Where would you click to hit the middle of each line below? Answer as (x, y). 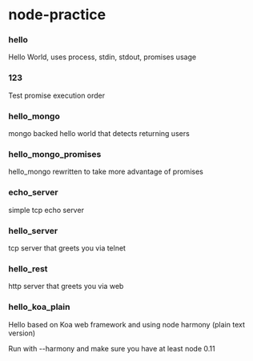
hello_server (33, 231)
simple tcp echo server (46, 210)
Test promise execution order (57, 95)
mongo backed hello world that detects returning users (99, 134)
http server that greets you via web (66, 287)
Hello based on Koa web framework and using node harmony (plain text (127, 324)
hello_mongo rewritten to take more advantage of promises (106, 172)
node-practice (57, 15)
